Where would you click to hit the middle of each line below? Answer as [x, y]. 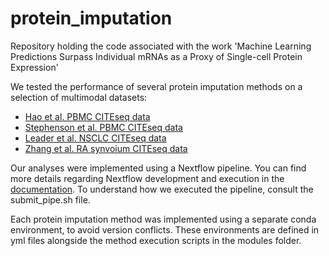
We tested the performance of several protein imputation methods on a [156, 86]
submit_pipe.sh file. [50, 199]
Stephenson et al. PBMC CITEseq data [103, 127]
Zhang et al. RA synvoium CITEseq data [106, 148]
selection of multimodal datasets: [79, 97]
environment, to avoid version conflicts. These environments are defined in [165, 229]
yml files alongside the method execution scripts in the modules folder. [156, 240]
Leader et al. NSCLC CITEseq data [95, 138]
